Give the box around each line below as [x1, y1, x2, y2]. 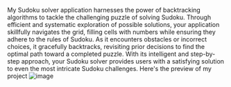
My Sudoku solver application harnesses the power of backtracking [7, 6, 201, 14]
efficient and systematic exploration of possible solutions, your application [7, 21, 220, 28]
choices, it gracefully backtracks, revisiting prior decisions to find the [7, 43, 205, 50]
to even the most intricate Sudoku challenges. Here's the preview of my [7, 65, 212, 72]
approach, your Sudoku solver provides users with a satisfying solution [21, 57, 224, 65]
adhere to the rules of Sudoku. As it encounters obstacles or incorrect [7, 35, 207, 43]
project [7, 72, 28, 80]
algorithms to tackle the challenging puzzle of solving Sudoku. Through [7, 13, 212, 21]
